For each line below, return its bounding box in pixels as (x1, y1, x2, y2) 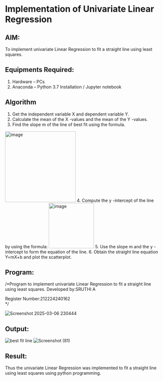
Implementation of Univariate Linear (5, 3, 155, 15)
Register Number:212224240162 (5, 296, 71, 302)
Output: (5, 325, 29, 333)
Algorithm (5, 98, 37, 106)
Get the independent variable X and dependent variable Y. (12, 111, 129, 117)
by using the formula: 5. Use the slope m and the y (5, 243, 153, 249)
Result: (5, 352, 27, 360)
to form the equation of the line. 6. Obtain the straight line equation (24, 249, 159, 255)
